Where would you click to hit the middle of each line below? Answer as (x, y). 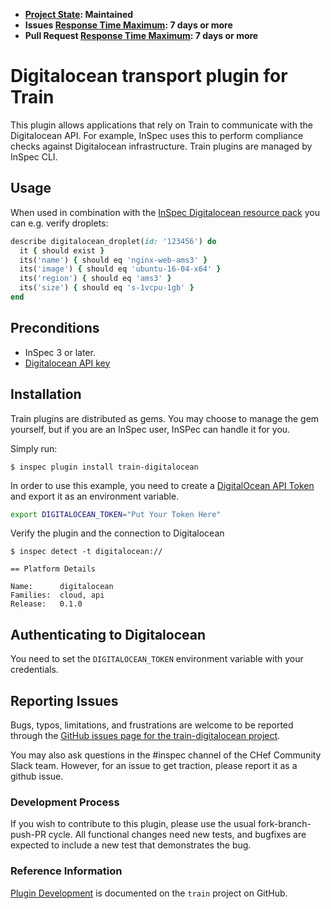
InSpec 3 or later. (60, 352)
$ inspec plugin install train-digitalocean (104, 467)
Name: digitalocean (62, 587)
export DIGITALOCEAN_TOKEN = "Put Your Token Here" (116, 514)
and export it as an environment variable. (95, 496)
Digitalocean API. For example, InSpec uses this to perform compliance (157, 135)
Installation (46, 394)
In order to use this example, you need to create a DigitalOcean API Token (162, 485)
